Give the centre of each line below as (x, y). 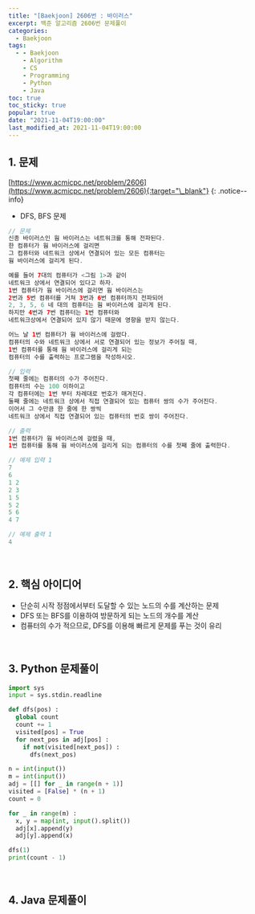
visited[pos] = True (50, 732)
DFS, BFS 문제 (43, 216)
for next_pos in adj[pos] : (63, 740)
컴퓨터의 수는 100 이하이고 (47, 386)
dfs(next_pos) (53, 755)
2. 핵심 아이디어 (45, 584)
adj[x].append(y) (45, 828)
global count (37, 717)
